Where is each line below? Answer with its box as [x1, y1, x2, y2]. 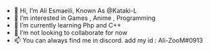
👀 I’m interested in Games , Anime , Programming [13, 14, 156, 22]
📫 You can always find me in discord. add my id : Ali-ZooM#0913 [13, 37, 203, 44]
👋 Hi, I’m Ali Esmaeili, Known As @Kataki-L [13, 7, 137, 14]
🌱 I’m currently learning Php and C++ [13, 21, 121, 29]
